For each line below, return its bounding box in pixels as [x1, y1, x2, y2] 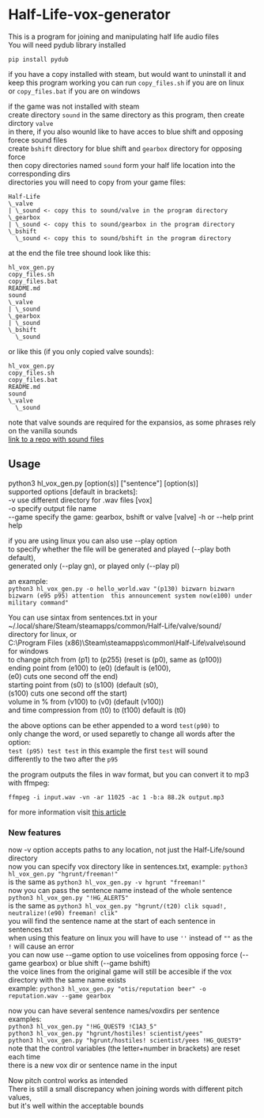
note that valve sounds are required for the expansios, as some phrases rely [8, 418, 256, 427]
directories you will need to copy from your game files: [8, 177, 187, 187]
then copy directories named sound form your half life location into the [8, 160, 236, 170]
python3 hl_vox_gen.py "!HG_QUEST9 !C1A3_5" [8, 1023, 157, 1031]
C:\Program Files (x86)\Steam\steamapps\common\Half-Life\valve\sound [8, 638, 247, 647]
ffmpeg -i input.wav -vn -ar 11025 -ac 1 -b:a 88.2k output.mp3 [8, 793, 224, 801]
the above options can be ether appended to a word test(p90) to [8, 720, 220, 730]
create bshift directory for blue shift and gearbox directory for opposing [8, 143, 243, 153]
